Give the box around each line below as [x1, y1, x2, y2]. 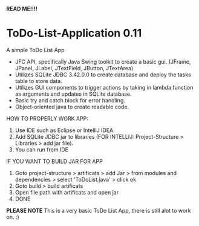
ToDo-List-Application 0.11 [6, 27, 142, 40]
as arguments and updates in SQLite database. [15, 90, 132, 98]
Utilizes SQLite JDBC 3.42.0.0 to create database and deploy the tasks [15, 71, 192, 78]
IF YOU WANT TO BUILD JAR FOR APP [6, 158, 103, 165]
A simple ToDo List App [6, 46, 65, 53]
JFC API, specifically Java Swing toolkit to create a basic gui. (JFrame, [15, 58, 191, 65]
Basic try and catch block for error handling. [15, 96, 126, 104]
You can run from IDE [15, 145, 68, 153]
